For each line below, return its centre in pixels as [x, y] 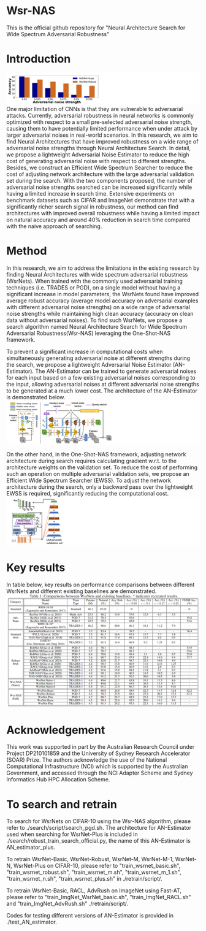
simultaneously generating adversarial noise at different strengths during [98, 358]
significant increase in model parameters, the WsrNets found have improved [103, 294]
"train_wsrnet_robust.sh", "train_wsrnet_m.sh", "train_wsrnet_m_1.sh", [94, 872]
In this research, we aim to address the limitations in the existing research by [103, 268]
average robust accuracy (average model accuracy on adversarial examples [102, 301]
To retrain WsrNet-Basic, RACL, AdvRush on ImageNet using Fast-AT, [94, 891]
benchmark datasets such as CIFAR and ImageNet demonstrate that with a [100, 200]
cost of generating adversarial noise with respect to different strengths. [97, 161]
